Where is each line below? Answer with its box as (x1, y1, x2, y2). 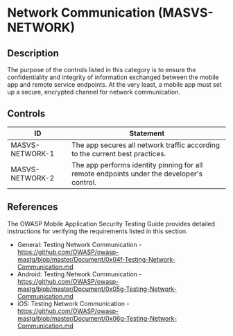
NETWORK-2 (10, 173, 55, 183)
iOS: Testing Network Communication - (17, 299, 130, 308)
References (7, 201, 58, 213)
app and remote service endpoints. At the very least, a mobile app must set (7, 81, 222, 88)
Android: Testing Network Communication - (17, 269, 142, 278)
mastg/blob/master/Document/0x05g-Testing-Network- (17, 285, 177, 293)
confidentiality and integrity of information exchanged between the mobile (7, 73, 220, 81)
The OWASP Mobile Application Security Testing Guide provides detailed (7, 219, 216, 228)
